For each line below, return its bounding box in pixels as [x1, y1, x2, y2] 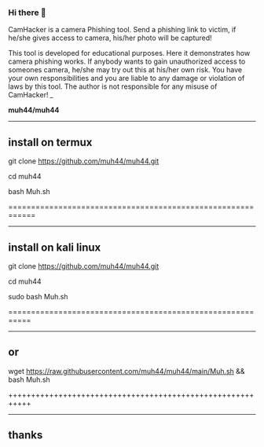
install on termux [8, 135, 93, 148]
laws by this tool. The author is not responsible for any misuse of [8, 82, 218, 91]
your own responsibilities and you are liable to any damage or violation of [8, 74, 245, 83]
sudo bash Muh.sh [8, 291, 68, 301]
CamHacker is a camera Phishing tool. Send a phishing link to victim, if [8, 25, 236, 35]
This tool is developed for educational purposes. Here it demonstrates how [8, 49, 251, 58]
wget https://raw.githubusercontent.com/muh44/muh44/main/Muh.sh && [8, 366, 245, 376]
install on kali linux [8, 240, 101, 254]
